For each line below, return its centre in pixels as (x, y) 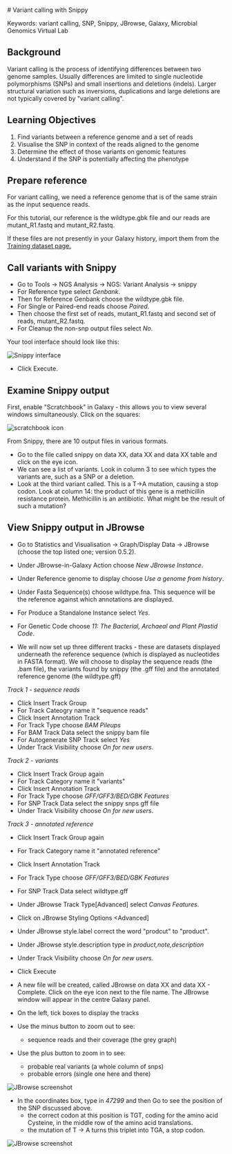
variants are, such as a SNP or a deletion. (76, 477)
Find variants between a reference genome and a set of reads (105, 137)
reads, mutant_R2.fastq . (51, 321)
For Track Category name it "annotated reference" (89, 850)
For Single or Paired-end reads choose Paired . (83, 306)
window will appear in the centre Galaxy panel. (84, 999)
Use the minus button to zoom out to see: (76, 1026)
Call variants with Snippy (62, 268)
